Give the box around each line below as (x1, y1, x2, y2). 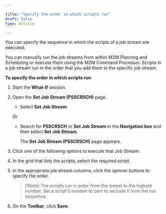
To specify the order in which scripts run (5, 75, 91, 81)
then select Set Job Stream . (19, 129, 78, 135)
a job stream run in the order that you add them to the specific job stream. (5, 65, 157, 71)
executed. (5, 45, 26, 51)
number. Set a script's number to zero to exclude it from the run (24, 188, 156, 194)
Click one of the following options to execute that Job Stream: (12, 148, 140, 154)
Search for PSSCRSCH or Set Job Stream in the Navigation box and (19, 124, 161, 130)
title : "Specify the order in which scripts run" (5, 12, 111, 17)
